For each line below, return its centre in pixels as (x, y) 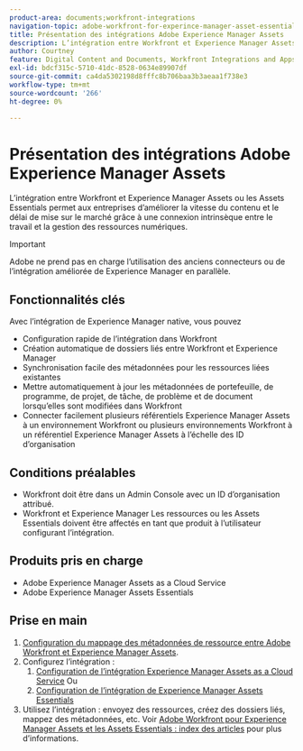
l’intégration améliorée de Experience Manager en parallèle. (120, 271)
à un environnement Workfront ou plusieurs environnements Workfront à (157, 426)
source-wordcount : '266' (56, 93)
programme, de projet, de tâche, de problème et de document (138, 397)
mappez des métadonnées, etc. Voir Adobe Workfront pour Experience (154, 719)
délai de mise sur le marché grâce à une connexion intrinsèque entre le (141, 217)
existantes (41, 377)
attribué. (38, 504)
